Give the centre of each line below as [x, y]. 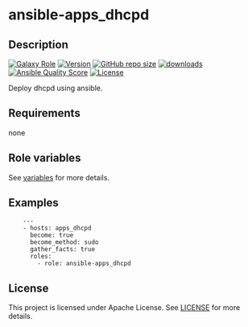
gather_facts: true [62, 250]
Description [38, 45]
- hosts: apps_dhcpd [57, 228]
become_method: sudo [64, 242]
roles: [41, 257]
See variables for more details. [59, 177]
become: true [52, 235]
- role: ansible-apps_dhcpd [84, 263]
